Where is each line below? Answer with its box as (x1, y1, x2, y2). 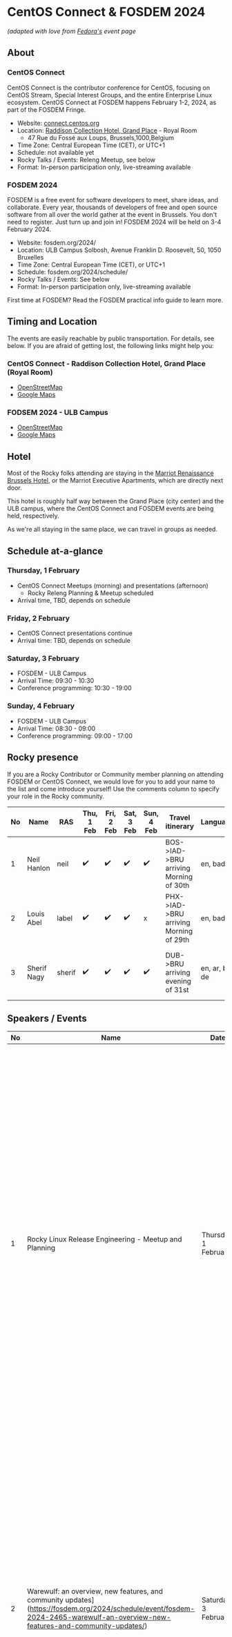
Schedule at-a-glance (7, 545, 104, 556)
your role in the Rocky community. (7, 792, 105, 800)
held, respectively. (7, 512, 60, 520)
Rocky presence (7, 752, 79, 764)
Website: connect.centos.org (17, 119, 100, 127)
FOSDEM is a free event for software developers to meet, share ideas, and (7, 195, 219, 204)
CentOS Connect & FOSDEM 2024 (7, 4, 206, 20)
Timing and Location (7, 316, 98, 328)
